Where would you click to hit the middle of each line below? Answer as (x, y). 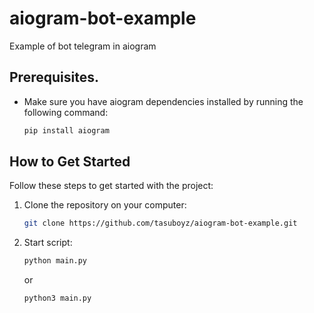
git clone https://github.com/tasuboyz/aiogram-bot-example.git (160, 223)
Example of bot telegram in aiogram (83, 46)
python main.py (55, 261)
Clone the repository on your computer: (105, 205)
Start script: (48, 243)
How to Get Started (70, 162)
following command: (66, 112)
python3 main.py (57, 298)
